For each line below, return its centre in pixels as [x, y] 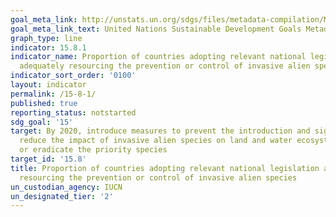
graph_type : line [46, 38]
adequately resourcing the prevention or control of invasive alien [165, 66]
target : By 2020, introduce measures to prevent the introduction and [160, 131]
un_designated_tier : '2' [62, 196]
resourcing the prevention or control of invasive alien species [158, 177]
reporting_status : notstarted [73, 112]
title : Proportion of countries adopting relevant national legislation [165, 168]
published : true [44, 103]
